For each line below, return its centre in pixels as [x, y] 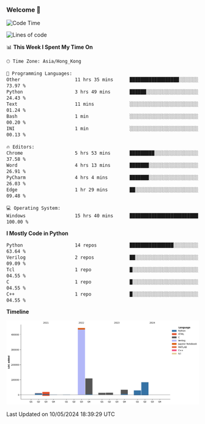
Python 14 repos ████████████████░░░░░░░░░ [102, 245]
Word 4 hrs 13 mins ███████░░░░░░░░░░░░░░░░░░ [102, 166]
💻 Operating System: [34, 208]
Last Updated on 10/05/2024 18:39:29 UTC [61, 414]
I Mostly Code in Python [37, 233]
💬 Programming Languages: [39, 74]
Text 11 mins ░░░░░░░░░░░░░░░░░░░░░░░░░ [102, 104]
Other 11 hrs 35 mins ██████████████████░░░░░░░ [102, 80]
